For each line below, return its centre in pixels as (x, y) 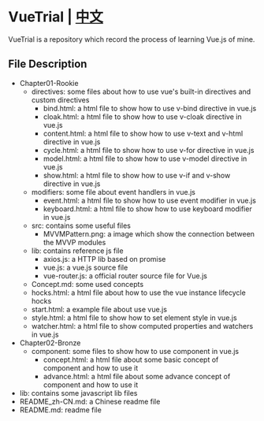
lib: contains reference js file (77, 251)
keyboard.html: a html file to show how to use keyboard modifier (147, 209)
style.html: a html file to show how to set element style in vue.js (134, 318)
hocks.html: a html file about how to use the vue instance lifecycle (138, 292)
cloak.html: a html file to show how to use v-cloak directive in (142, 117)
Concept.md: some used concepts (87, 284)
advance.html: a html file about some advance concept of (137, 376)
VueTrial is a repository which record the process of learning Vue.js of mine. (132, 39)
